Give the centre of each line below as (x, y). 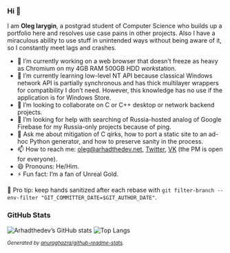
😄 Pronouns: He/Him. (48, 166)
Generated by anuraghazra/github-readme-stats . (66, 243)
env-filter (23, 198)
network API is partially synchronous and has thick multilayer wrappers (118, 83)
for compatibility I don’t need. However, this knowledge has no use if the (120, 90)
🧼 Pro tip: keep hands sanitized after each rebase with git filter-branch (111, 190)
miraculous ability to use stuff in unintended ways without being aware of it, (115, 41)
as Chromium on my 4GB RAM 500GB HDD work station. (97, 69)
